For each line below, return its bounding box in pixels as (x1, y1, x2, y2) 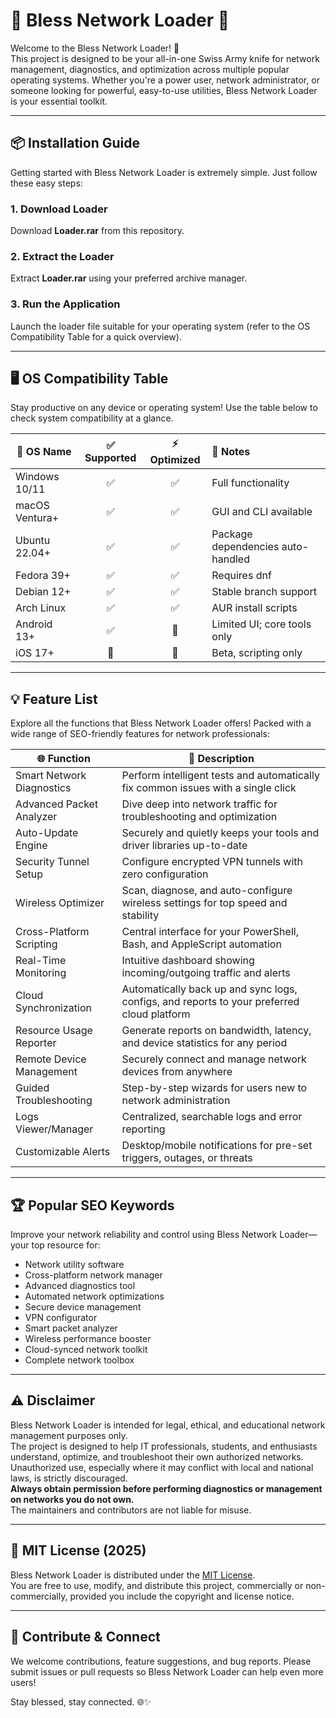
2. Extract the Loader (10, 249, 115, 263)
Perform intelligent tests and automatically (121, 769, 320, 783)
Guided (15, 1081, 50, 1095)
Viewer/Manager (15, 1122, 94, 1136)
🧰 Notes (211, 444, 251, 458)
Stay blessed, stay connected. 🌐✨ (10, 1695, 152, 1708)
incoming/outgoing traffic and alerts (121, 966, 291, 980)
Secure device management (24, 1301, 142, 1313)
